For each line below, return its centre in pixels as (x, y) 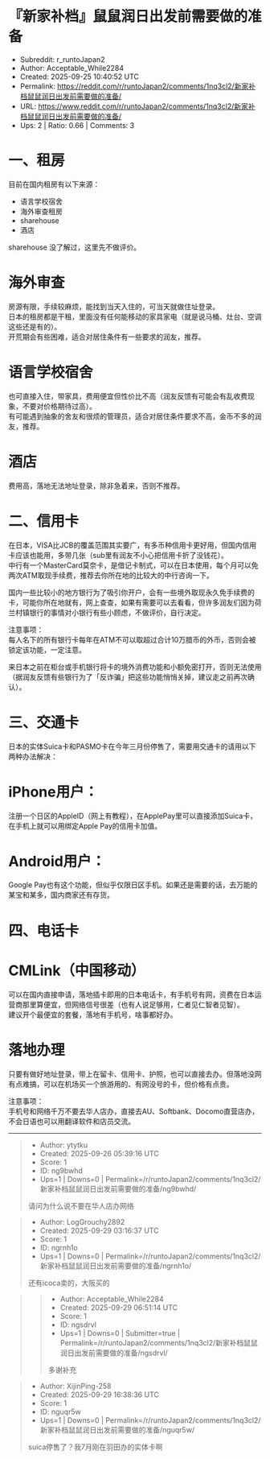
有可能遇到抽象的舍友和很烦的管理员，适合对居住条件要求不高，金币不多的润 (135, 416)
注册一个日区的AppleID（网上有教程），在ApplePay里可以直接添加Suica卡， (133, 816)
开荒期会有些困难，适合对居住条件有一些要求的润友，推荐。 (107, 337)
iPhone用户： (53, 792)
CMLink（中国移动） (77, 970)
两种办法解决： (33, 756)
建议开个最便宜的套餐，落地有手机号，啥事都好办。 (93, 1015)
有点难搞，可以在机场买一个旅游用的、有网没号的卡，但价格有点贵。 (121, 1084)
